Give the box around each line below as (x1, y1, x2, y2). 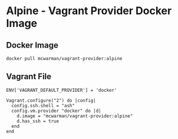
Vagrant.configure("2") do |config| (6, 97, 96, 104)
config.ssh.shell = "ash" (11, 102, 75, 108)
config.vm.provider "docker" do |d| (11, 108, 101, 114)
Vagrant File (6, 72, 52, 82)
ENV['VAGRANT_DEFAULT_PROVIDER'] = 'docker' (6, 87, 117, 93)
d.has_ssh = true (17, 118, 60, 124)
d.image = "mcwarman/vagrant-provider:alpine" (17, 113, 133, 119)
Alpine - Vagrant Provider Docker (6, 4, 172, 18)
